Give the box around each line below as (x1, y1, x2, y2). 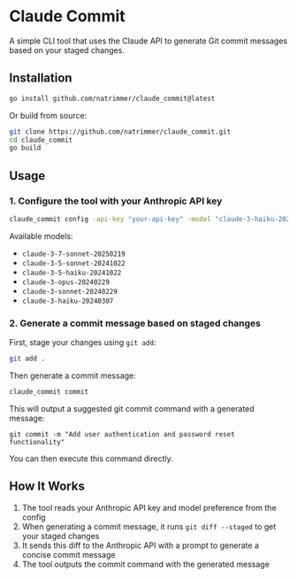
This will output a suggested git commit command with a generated (9, 403, 255, 413)
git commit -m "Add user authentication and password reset (9, 429, 236, 439)
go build (9, 143, 42, 152)
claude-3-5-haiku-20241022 (21, 268, 122, 277)
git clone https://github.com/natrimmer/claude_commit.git (9, 127, 232, 136)
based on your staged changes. (9, 44, 126, 55)
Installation (9, 71, 72, 86)
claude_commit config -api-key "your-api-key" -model (9, 214, 212, 223)
